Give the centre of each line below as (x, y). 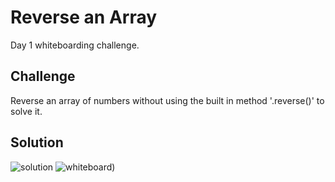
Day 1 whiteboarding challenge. (75, 45)
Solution (37, 142)
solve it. (26, 111)
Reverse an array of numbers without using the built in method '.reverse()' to (167, 100)
